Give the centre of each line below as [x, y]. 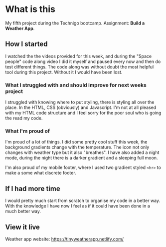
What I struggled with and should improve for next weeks [76, 85]
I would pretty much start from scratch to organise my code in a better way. [83, 200]
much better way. [23, 211]
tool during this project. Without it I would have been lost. [64, 72]
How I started [26, 44]
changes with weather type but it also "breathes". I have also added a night [82, 152]
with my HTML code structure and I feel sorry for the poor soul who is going [83, 113]
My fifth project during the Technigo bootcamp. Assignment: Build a [75, 23]
